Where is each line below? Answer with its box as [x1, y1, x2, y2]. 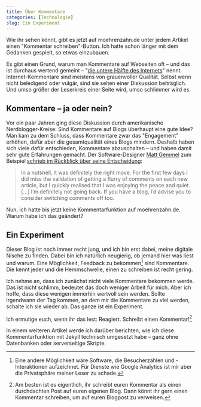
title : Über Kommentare [6, 8, 66, 15]
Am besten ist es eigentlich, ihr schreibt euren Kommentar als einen [14, 381, 182, 388]
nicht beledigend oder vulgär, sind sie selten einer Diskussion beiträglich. [6, 80, 187, 87]
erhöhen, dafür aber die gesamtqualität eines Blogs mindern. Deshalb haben [6, 138, 194, 145]
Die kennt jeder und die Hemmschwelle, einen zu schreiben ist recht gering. [6, 266, 193, 273]
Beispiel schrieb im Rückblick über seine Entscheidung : [6, 157, 142, 165]
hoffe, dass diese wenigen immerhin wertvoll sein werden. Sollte [6, 290, 166, 297]
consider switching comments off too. [20, 195, 115, 202]
